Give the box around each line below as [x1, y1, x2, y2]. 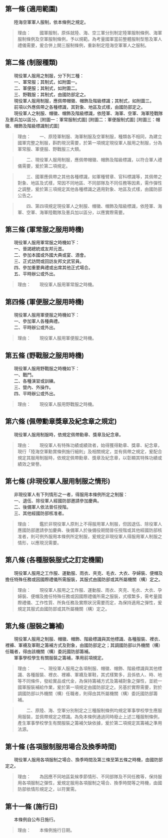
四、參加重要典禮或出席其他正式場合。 [13, 265, 93, 271]
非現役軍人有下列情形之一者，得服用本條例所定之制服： [13, 491, 128, 497]
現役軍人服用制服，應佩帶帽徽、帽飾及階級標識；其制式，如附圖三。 [13, 97, 154, 104]
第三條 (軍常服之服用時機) [5, 225, 84, 234]
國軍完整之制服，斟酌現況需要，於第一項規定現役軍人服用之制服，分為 [17, 139, 162, 145]
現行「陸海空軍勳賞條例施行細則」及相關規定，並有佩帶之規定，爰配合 [17, 448, 162, 454]
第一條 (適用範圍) [5, 5, 58, 14]
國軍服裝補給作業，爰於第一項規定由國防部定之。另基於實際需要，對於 [17, 684, 162, 691]
